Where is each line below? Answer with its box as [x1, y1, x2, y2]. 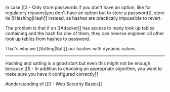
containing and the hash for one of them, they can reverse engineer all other [5, 30, 164, 36]
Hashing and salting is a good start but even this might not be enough [5, 60, 151, 66]
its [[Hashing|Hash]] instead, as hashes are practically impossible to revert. [5, 15, 162, 21]
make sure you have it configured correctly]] [5, 71, 99, 77]
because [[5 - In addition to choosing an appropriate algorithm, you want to [5, 66, 162, 72]
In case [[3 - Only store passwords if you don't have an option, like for [5, 5, 151, 10]
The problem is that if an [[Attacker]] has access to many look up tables [5, 25, 155, 31]
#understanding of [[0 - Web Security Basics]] [5, 81, 102, 87]
